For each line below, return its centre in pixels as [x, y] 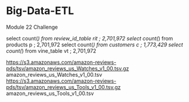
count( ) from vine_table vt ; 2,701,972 [51, 50]
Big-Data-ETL [40, 11]
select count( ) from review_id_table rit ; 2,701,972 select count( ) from [90, 38]
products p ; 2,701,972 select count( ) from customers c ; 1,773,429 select [95, 45]
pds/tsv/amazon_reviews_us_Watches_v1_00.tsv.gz [67, 68]
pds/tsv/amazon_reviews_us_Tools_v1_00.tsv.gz [64, 87]
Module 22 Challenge [32, 27]
